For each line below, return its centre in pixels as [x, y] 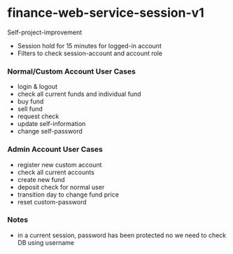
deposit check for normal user [61, 187]
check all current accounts [56, 172]
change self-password [50, 132]
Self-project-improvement [45, 32]
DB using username [46, 242]
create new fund [41, 179]
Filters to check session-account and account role [90, 53]
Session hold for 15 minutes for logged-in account [90, 45]
